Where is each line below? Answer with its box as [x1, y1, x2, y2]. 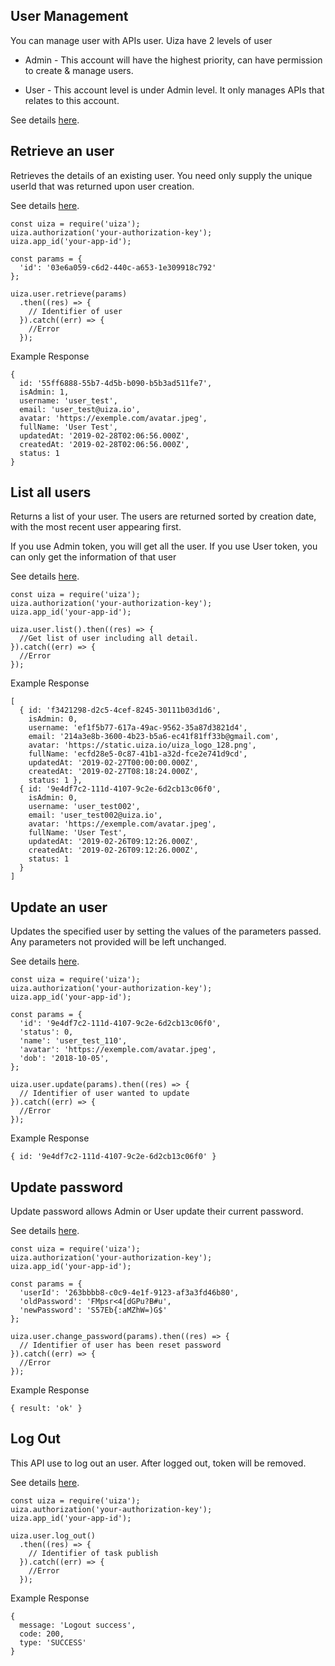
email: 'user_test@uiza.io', [19, 404, 141, 414]
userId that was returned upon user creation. [10, 180, 195, 192]
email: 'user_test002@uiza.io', [28, 810, 163, 821]
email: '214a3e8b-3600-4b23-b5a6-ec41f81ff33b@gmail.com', [28, 732, 280, 742]
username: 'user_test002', [28, 802, 141, 812]
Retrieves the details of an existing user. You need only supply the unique [10, 169, 313, 181]
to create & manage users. [24, 64, 134, 76]
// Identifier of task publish [28, 1548, 159, 1558]
